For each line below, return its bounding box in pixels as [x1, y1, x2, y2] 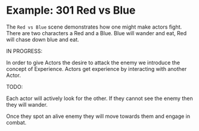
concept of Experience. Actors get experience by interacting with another [6, 65, 187, 72]
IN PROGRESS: [6, 47, 43, 54]
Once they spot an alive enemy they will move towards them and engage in [6, 113, 191, 120]
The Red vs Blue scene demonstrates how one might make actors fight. [6, 23, 182, 30]
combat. [6, 118, 27, 126]
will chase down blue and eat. [6, 36, 79, 43]
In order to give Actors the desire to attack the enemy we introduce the [6, 59, 181, 66]
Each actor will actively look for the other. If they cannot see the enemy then [6, 95, 193, 102]
